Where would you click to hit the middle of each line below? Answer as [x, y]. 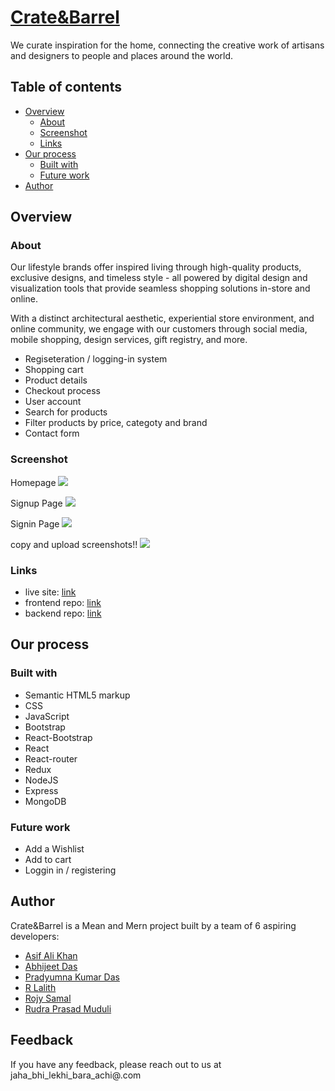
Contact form [52, 433]
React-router [51, 758]
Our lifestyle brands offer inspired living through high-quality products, [156, 267]
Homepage [33, 482]
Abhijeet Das [51, 966]
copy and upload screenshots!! [74, 544]
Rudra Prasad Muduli [68, 1008]
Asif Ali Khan [51, 955]
